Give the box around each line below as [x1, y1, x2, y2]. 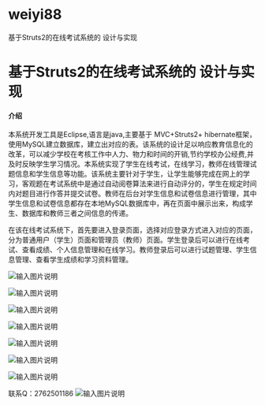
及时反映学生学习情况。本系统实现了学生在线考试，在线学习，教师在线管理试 [8, 159, 257, 169]
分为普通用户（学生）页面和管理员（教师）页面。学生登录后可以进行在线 [8, 235, 243, 245]
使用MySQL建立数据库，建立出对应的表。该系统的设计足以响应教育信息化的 [8, 139, 254, 149]
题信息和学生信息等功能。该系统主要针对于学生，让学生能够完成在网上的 [8, 169, 243, 179]
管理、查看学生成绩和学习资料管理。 [14, 255, 132, 265]
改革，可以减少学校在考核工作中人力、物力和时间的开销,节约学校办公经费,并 [8, 150, 255, 159]
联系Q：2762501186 [8, 388, 74, 399]
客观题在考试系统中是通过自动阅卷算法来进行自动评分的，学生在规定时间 [21, 179, 257, 188]
